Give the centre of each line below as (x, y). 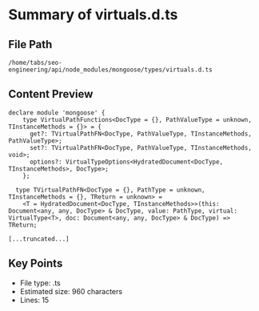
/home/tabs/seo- (35, 63)
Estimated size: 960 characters (71, 291)
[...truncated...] (39, 239)
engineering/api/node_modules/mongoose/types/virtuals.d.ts (111, 70)
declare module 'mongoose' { (57, 113)
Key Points (36, 263)
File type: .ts (40, 283)
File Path (30, 44)
